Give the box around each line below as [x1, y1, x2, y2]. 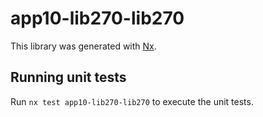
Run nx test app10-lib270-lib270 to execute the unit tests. [10, 95, 254, 107]
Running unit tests [10, 69, 127, 86]
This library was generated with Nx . [10, 40, 157, 52]
